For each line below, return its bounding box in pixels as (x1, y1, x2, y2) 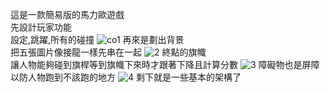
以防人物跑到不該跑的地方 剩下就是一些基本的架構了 (10, 71, 242, 83)
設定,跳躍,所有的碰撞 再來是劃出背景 (10, 34, 185, 45)
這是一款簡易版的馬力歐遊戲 (10, 9, 125, 20)
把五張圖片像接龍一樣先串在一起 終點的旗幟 (10, 46, 207, 58)
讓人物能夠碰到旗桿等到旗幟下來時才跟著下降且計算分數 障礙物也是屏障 (10, 59, 320, 70)
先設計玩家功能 (10, 21, 72, 33)
